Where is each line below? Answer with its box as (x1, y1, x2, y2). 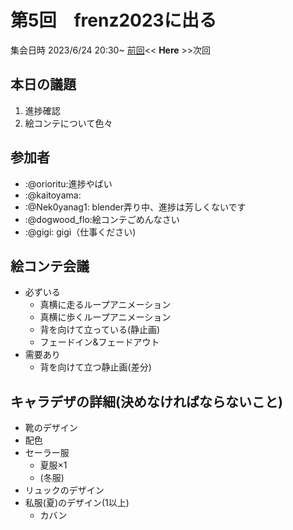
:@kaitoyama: (24, 189, 82, 201)
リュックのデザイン (24, 484, 105, 496)
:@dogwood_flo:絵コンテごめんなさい (24, 213, 180, 225)
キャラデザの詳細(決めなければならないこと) (10, 393, 283, 410)
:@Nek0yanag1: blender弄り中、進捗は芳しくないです (24, 201, 247, 213)
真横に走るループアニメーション (39, 299, 172, 311)
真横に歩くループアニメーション (39, 311, 172, 323)
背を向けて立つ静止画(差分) (39, 361, 152, 373)
